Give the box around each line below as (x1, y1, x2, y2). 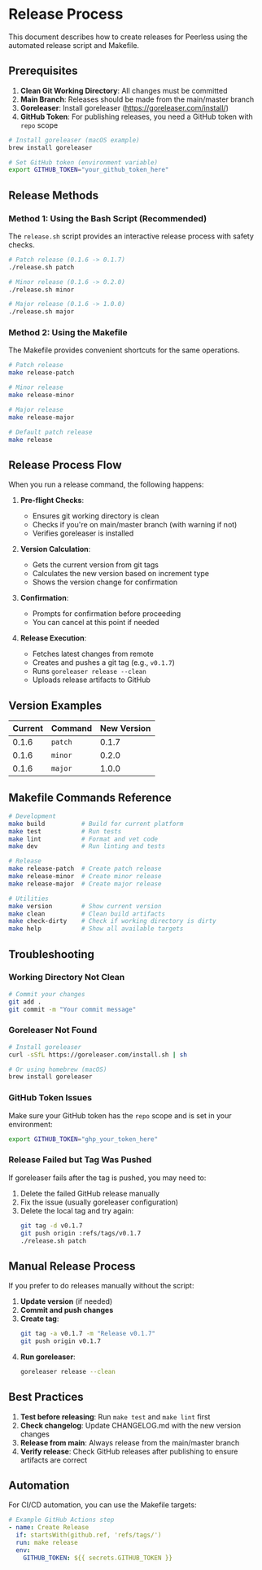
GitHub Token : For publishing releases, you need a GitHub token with (20, 112, 254, 121)
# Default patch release (8, 428, 93, 436)
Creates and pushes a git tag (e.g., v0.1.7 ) (32, 658, 175, 667)
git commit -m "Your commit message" (8, 1005, 137, 1013)
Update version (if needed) (20, 1297, 113, 1306)
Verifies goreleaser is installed (32, 528, 134, 538)
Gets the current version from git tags (32, 560, 159, 570)
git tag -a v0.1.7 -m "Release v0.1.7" (20, 1330, 156, 1338)
